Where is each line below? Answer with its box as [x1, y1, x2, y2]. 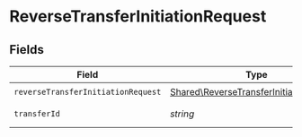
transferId [13, 109, 60, 118]
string [169, 107, 195, 120]
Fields [9, 42, 45, 57]
